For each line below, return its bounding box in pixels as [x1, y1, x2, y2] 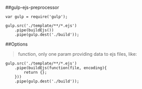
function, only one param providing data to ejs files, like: [17, 51, 137, 57]
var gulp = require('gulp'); [5, 14, 68, 19]
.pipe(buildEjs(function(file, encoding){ [14, 65, 107, 71]
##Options [5, 41, 28, 47]
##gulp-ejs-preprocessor [5, 5, 59, 10]
